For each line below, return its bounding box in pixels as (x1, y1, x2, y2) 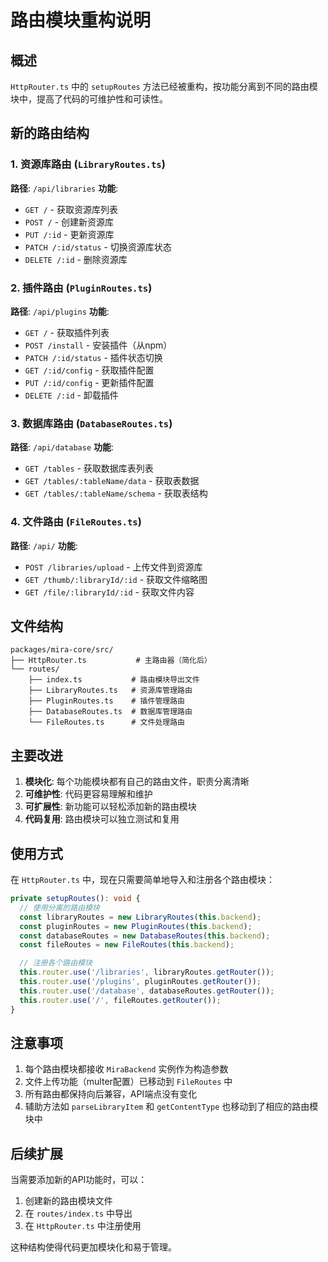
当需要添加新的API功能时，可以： (10, 1174, 148, 1186)
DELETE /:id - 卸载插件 (24, 389, 119, 401)
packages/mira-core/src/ (10, 645, 114, 655)
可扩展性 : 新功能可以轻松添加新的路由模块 (24, 801, 197, 813)
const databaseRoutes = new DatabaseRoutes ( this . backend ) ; (19, 931, 271, 941)
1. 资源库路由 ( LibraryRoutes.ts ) (10, 157, 166, 171)
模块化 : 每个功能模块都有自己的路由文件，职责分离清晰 (24, 776, 250, 788)
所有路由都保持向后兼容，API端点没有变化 (24, 1088, 198, 1100)
